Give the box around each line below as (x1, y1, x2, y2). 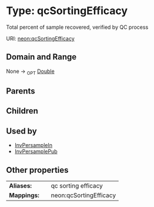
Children (6, 106, 38, 116)
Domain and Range (6, 52, 77, 62)
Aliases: (9, 181, 32, 189)
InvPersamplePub (14, 148, 58, 155)
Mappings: (9, 191, 40, 199)
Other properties (6, 165, 69, 175)
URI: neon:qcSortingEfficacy (6, 35, 75, 42)
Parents (6, 86, 35, 96)
